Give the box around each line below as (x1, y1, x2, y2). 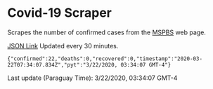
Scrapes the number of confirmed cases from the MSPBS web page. (7, 28, 206, 36)
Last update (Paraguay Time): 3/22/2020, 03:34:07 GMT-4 (7, 74, 178, 82)
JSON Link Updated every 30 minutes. (7, 41, 119, 50)
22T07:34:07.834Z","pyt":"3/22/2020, (7, 61, 118, 68)
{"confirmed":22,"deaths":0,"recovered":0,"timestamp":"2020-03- (7, 55, 202, 62)
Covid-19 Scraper (7, 5, 112, 21)
